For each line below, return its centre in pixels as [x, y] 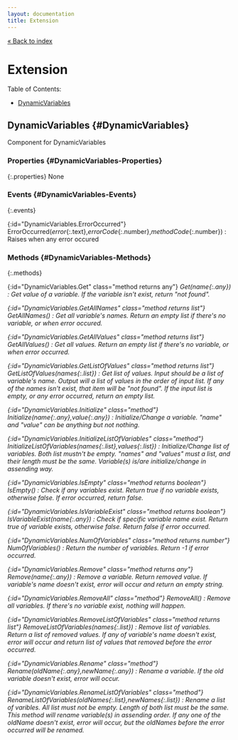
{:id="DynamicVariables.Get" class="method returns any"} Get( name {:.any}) [119, 287]
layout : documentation [41, 14]
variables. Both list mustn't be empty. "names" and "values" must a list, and [119, 454]
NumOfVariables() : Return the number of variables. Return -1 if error [108, 548]
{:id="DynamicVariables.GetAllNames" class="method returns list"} [107, 308]
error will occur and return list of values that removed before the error [109, 642]
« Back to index [30, 41]
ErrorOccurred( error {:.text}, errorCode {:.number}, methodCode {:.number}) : [117, 231]
